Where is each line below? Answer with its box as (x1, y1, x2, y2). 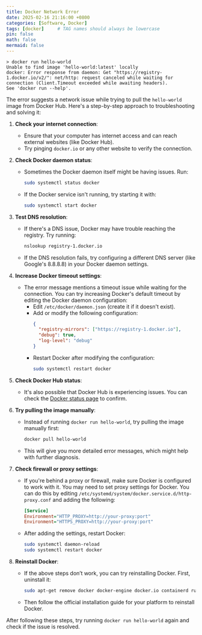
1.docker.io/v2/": (6, 75, 52, 81)
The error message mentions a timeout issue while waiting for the (23, 284, 187, 291)
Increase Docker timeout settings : (14, 272, 102, 279)
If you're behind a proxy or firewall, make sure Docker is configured (23, 477, 191, 484)
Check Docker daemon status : (14, 156, 93, 163)
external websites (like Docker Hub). (23, 138, 114, 145)
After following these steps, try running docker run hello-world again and (6, 616, 189, 624)
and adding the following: (52, 496, 115, 503)
